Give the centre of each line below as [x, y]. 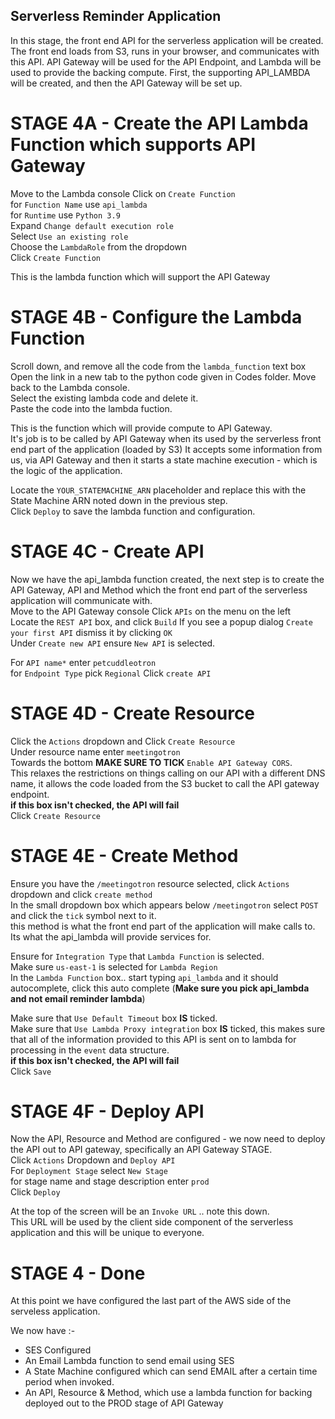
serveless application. [55, 1311]
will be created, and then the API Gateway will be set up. [126, 83]
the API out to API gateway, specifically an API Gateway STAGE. [141, 1150]
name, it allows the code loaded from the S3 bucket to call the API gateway [165, 783]
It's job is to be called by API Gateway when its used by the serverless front [166, 438]
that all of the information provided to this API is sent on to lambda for [153, 1039]
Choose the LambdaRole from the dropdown [99, 246]
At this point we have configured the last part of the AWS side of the [151, 1301]
